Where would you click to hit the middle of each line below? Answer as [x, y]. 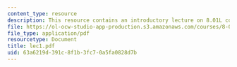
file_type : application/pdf [49, 33]
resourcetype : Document [42, 40]
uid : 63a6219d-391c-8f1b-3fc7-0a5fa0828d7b [72, 53]
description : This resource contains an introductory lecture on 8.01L [115, 20]
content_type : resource [42, 14]
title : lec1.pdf [31, 46]
